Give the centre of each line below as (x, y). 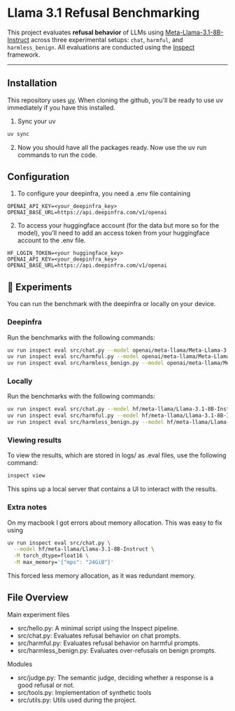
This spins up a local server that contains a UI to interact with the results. (112, 489)
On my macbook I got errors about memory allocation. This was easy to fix (115, 523)
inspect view (26, 476)
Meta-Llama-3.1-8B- (194, 32)
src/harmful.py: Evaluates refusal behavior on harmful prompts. (109, 643)
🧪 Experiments (40, 287)
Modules (20, 664)
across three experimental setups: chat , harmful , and (107, 39)
